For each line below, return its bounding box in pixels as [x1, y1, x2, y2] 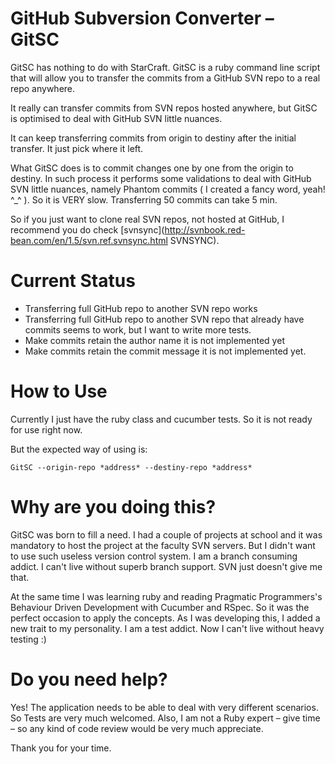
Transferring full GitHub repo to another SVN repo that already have [24, 313, 305, 325]
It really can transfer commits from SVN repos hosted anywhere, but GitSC [10, 102, 318, 114]
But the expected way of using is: [10, 443, 148, 455]
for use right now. [10, 423, 83, 436]
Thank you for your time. [10, 742, 112, 754]
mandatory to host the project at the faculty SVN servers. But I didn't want [10, 539, 316, 551]
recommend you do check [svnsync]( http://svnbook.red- [10, 223, 246, 236]
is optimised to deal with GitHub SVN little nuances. [10, 112, 223, 124]
